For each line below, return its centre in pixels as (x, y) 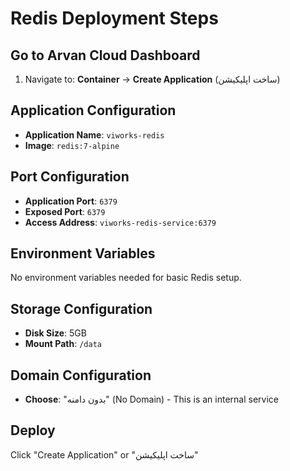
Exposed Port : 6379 (65, 211)
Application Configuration (93, 110)
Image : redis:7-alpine (72, 145)
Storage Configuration (81, 308)
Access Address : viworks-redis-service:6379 (120, 222)
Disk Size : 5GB (55, 333)
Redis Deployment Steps (114, 18)
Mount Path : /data (63, 344)
